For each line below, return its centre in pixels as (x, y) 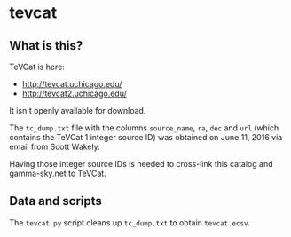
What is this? (46, 46)
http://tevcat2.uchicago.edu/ (74, 93)
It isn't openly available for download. (78, 111)
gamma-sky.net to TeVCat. (58, 173)
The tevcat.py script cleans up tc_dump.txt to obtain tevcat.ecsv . (130, 222)
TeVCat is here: (37, 67)
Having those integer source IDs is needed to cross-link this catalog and (141, 164)
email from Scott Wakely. (55, 146)
